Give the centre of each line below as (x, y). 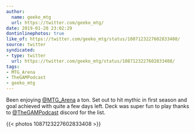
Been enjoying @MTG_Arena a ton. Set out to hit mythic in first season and (97, 100)
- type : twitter (26, 56)
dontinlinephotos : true (35, 34)
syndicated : (21, 50)
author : (16, 12)
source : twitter (26, 45)
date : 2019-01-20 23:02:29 (39, 28)
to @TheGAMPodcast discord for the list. (56, 112)
